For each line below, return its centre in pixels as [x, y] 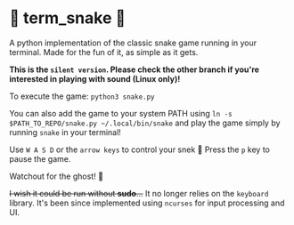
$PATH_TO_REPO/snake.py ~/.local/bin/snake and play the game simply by [145, 123]
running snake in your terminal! [65, 132]
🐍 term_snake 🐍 [68, 18]
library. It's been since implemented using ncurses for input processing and [147, 203]
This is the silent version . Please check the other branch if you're [135, 69]
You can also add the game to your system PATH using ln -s [121, 113]
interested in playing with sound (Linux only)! [95, 78]
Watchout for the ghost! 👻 [57, 176]
